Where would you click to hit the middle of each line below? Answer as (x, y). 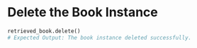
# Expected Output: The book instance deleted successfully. (100, 37)
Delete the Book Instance (83, 12)
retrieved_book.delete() (44, 31)
